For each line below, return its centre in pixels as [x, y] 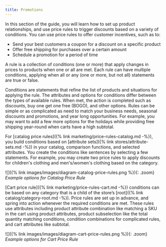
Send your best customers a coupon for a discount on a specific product [86, 44]
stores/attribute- [132, 142]
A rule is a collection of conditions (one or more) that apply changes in [77, 64]
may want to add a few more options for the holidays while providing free [80, 121]
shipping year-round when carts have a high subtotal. [60, 127]
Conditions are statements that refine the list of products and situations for [81, 89]
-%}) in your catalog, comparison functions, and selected [81, 147]
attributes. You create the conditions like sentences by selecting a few [77, 152]
